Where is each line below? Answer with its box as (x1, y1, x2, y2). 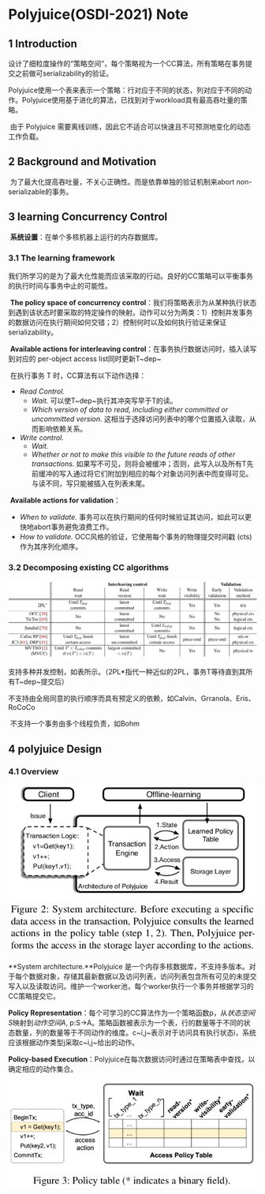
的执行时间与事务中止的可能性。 (8, 281, 112, 290)
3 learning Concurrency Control (8, 211, 168, 224)
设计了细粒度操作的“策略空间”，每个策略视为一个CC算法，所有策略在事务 (8, 59, 246, 68)
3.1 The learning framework (8, 252, 116, 263)
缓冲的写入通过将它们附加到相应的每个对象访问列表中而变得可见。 (38, 468, 253, 478)
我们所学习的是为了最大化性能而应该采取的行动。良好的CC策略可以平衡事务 (8, 271, 254, 281)
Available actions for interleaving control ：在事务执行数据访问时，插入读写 (9, 344, 257, 353)
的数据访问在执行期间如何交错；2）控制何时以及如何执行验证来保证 (8, 317, 227, 326)
